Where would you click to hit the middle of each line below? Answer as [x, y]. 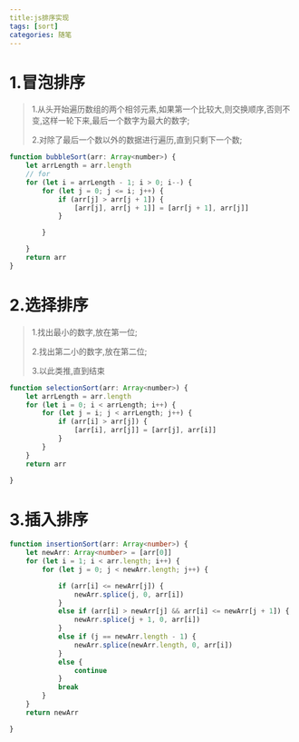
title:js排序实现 [39, 18]
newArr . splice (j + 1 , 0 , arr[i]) [137, 620]
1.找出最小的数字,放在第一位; [84, 331]
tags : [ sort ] [34, 26]
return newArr [52, 712]
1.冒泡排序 [48, 82]
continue [90, 670]
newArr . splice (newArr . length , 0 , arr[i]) [153, 645]
